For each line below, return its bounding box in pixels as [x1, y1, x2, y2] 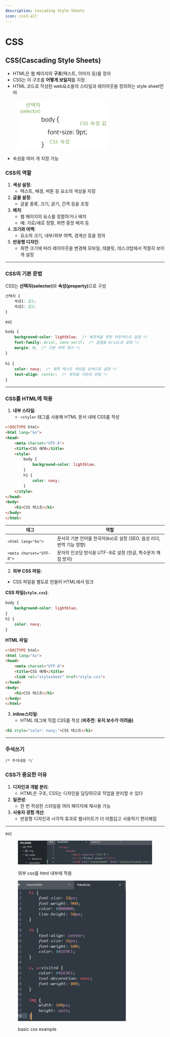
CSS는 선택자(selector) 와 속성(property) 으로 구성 [5, 283, 106, 289]
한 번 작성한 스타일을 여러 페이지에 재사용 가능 [20, 803, 111, 809]
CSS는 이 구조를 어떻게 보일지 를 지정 [12, 77, 85, 83]
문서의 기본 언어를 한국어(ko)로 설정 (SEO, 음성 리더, [57, 535, 160, 541]
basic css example [18, 1026, 57, 1032]
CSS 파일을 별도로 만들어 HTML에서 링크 [12, 579, 94, 585]
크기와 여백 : [12, 226, 36, 232]
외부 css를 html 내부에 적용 [18, 870, 72, 876]
